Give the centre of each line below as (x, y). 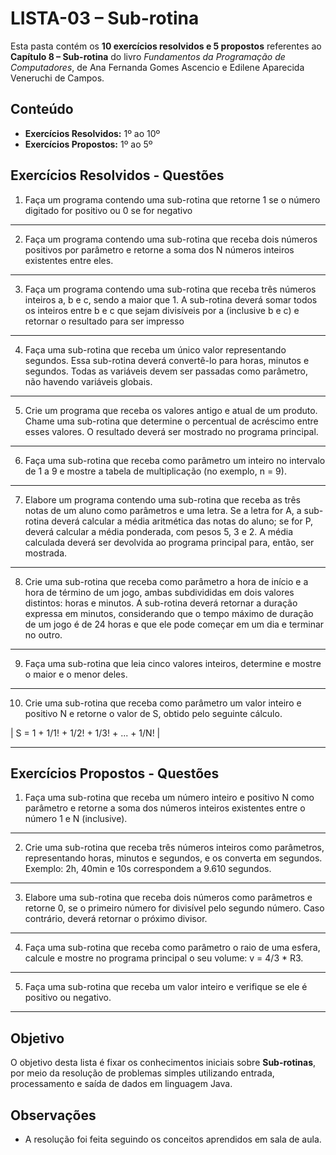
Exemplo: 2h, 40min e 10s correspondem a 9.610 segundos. (148, 869)
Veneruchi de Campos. (57, 78)
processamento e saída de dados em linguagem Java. (121, 1084)
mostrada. (46, 553)
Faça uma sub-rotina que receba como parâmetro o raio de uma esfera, (172, 948)
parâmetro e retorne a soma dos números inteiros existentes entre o (165, 808)
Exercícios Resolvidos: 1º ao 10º (92, 133)
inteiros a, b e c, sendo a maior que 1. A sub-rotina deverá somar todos (171, 299)
